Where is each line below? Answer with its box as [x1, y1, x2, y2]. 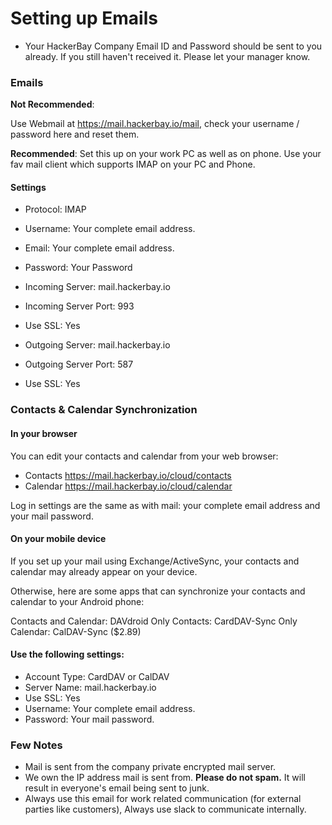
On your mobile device [10, 533, 107, 545]
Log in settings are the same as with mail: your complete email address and [10, 499, 321, 511]
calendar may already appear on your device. [10, 565, 198, 577]
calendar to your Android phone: [10, 595, 145, 607]
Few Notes [10, 738, 63, 752]
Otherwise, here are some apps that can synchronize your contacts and [10, 585, 306, 597]
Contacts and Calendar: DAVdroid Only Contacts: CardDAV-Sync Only [10, 615, 298, 627]
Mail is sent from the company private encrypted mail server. [24, 761, 277, 773]
